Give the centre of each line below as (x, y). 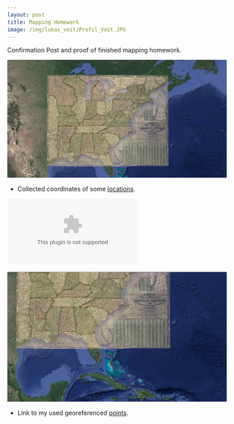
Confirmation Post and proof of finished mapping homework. (95, 50)
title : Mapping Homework (43, 22)
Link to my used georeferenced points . (73, 413)
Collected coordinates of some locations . (76, 189)
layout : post (26, 15)
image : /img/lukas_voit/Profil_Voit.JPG (67, 29)
